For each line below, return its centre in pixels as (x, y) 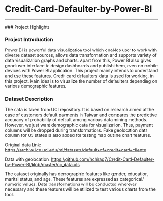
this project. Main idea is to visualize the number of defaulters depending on (81, 81)
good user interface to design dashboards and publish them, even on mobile (81, 66)
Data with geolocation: (27, 159)
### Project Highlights (27, 27)
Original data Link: (23, 145)
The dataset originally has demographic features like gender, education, (77, 174)
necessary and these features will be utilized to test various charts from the (81, 189)
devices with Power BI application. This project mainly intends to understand (81, 71)
